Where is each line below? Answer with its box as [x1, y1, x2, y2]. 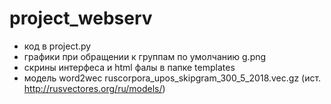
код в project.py [23, 40, 92, 52]
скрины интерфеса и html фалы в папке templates [23, 61, 236, 73]
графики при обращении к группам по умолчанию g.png [23, 50, 267, 62]
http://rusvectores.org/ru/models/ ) [23, 82, 166, 94]
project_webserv [9, 7, 153, 30]
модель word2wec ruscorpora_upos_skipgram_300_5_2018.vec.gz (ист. [23, 72, 322, 84]
